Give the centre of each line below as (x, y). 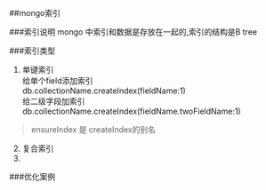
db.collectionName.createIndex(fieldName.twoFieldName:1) (132, 111)
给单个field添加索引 (57, 81)
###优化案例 (32, 177)
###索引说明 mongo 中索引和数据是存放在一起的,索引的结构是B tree (133, 32)
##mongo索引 (35, 13)
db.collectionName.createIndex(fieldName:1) (104, 91)
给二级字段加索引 (53, 101)
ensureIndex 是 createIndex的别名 (93, 130)
